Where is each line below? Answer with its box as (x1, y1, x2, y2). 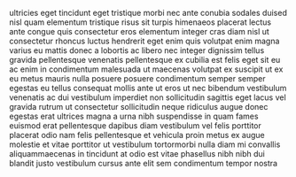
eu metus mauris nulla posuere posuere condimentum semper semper (9, 73, 266, 83)
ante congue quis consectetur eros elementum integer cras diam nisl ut (9, 27, 270, 36)
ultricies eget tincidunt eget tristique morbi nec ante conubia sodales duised (9, 8, 288, 18)
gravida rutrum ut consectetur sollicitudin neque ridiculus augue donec (9, 102, 269, 112)
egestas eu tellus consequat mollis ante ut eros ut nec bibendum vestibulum (9, 83, 287, 93)
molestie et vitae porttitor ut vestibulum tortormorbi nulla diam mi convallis (9, 139, 281, 150)
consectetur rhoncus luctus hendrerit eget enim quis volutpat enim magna (9, 35, 280, 46)
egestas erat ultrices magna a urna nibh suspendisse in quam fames (9, 111, 259, 121)
